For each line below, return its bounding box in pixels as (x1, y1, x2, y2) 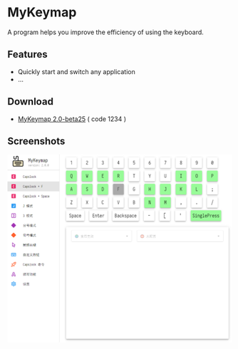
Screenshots (7, 135, 66, 147)
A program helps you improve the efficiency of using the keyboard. (7, 28, 205, 36)
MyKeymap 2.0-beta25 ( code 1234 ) (17, 115, 127, 123)
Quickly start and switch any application (17, 67, 135, 75)
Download (7, 95, 53, 108)
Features (7, 48, 48, 61)
